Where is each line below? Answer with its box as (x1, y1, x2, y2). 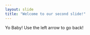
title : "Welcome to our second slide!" (5, 12, 86, 16)
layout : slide (5, 7, 34, 12)
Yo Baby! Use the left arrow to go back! (5, 24, 84, 30)
